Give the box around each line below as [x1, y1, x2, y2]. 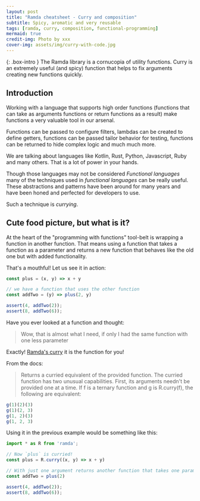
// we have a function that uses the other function [6, 286, 140, 292]
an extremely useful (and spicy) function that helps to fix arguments [6, 64, 173, 71]
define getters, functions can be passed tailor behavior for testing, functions [6, 134, 193, 142]
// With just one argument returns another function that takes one [6, 468, 180, 474]
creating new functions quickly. [6, 71, 83, 78]
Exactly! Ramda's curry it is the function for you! [6, 348, 124, 355]
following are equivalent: [20, 390, 82, 397]
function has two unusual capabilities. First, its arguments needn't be [20, 377, 190, 384]
